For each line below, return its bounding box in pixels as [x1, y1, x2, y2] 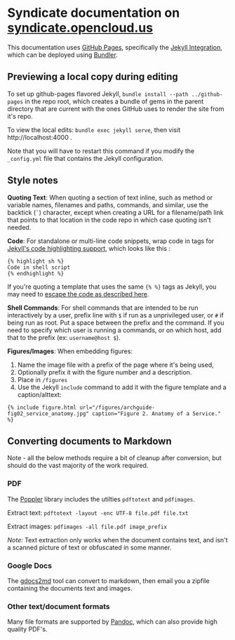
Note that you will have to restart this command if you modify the [7, 146, 195, 155]
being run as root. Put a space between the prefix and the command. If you [7, 318, 224, 327]
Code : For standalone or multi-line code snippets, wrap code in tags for [7, 237, 215, 245]
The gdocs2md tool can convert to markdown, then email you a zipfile [7, 576, 210, 585]
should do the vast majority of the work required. [7, 462, 149, 470]
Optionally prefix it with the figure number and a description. [17, 367, 192, 377]
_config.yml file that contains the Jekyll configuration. [7, 154, 163, 162]
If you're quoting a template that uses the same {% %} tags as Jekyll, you [7, 282, 217, 291]
